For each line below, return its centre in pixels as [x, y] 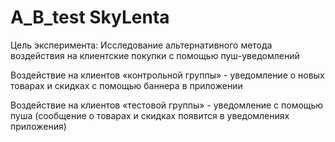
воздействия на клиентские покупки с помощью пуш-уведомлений [155, 55]
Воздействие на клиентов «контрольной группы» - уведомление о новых [167, 75]
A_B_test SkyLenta [90, 17]
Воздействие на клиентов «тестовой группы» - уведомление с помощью [167, 105]
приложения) [38, 126]
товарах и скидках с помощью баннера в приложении [126, 85]
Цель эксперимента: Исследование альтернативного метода [141, 45]
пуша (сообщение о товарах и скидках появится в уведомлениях [150, 115]
